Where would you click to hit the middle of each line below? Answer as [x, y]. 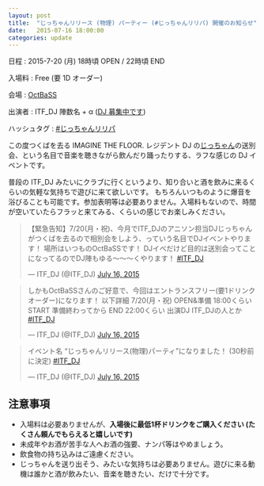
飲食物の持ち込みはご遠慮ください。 [79, 454]
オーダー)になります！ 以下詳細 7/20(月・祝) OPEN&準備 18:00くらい [140, 300]
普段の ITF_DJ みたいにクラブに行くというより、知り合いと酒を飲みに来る [128, 182]
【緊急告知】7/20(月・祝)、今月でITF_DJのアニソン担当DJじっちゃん [140, 229]
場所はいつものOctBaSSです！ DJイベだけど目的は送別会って [143, 249]
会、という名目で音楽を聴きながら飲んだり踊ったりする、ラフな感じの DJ [128, 155]
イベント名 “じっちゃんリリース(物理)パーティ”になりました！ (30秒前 [141, 351]
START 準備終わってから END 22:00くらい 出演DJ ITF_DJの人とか [135, 311]
